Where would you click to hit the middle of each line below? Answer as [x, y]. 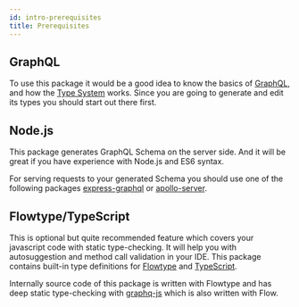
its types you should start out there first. [83, 103]
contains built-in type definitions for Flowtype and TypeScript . [124, 266]
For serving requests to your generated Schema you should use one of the [146, 178]
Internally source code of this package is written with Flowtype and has [141, 283]
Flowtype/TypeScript [70, 216]
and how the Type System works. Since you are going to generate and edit [146, 93]
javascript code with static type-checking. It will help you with [123, 247]
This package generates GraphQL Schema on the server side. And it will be [148, 152]
